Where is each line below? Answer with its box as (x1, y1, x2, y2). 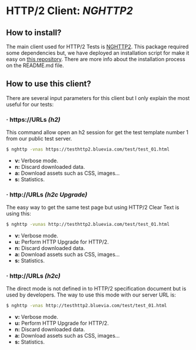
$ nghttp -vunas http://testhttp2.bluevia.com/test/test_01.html (6, 222, 170, 228)
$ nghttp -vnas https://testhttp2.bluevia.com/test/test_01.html (6, 146, 170, 152)
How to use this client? (6, 79, 91, 89)
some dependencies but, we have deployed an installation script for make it (6, 49, 190, 56)
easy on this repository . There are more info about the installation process (6, 56, 185, 62)
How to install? (6, 28, 62, 38)
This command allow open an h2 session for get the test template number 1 (6, 129, 189, 136)
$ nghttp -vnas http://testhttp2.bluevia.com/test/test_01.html (6, 303, 167, 309)
